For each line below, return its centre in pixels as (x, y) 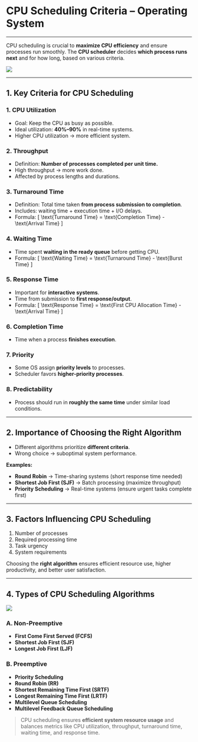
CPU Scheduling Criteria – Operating (97, 11)
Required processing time (46, 540)
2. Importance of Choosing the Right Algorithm (94, 433)
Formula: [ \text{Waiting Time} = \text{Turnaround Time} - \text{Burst (98, 258)
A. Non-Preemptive (34, 624)
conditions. (28, 408)
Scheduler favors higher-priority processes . (69, 374)
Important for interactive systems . (57, 292)
